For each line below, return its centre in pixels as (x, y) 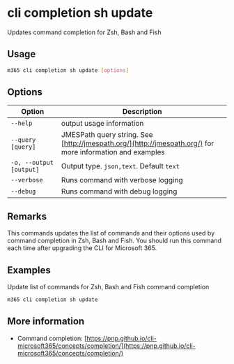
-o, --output (32, 163)
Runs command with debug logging (119, 191)
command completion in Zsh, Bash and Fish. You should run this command (114, 241)
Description (142, 112)
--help (22, 123)
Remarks (27, 216)
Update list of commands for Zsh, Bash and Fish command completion (108, 287)
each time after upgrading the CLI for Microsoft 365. (82, 248)
